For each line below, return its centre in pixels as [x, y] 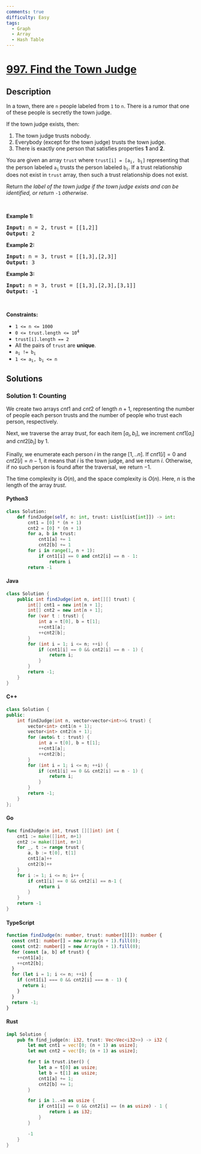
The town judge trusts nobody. [53, 136]
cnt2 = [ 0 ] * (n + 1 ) [55, 528]
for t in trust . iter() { [59, 1062]
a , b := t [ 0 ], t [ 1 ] [52, 853]
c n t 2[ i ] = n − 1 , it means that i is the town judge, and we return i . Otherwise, [99, 460]
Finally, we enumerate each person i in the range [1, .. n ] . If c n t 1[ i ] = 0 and [97, 454]
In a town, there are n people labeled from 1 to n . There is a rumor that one [98, 106]
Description [28, 92]
